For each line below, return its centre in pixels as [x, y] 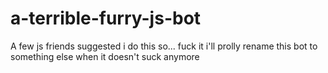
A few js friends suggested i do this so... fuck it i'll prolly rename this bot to [164, 46]
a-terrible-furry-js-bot [106, 18]
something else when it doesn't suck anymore [105, 56]
